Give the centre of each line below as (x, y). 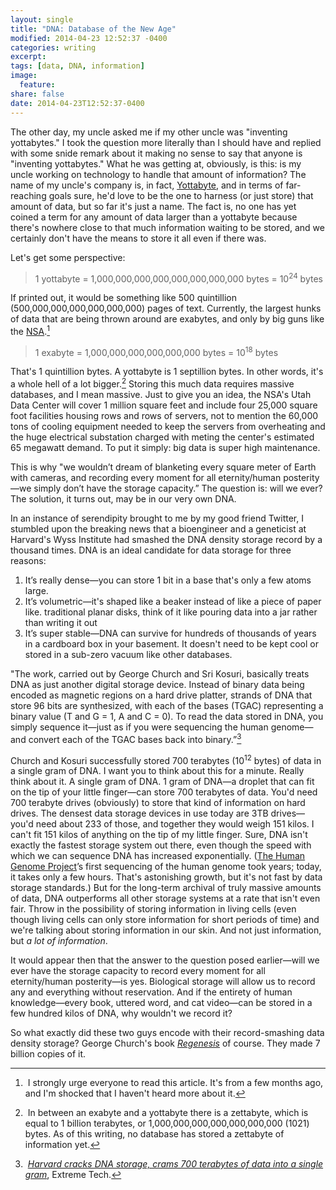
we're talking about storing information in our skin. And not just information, (166, 930)
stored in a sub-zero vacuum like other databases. (128, 655)
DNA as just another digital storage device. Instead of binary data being (157, 685)
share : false (37, 94)
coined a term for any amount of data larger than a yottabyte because (154, 217)
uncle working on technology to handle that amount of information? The (158, 174)
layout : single (42, 19)
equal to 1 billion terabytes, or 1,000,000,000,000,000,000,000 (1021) (167, 1123)
